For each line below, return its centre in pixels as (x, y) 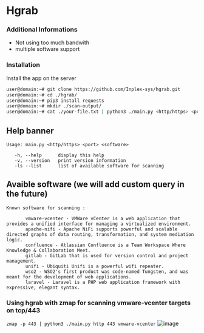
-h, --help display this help (59, 155)
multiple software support (47, 49)
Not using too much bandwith (52, 42)
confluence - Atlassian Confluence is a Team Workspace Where (106, 245)
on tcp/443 (23, 310)
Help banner (30, 131)
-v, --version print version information (70, 160)
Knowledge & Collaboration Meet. (49, 250)
